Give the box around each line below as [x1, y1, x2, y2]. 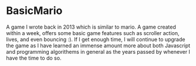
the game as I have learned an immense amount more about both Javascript [6, 42, 191, 49]
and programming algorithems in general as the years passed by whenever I [6, 48, 191, 55]
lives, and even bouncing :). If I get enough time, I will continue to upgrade [6, 36, 185, 43]
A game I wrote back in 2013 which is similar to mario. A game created [6, 23, 176, 30]
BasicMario [6, 4, 63, 18]
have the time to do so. [6, 54, 62, 61]
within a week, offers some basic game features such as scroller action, [6, 29, 180, 36]
